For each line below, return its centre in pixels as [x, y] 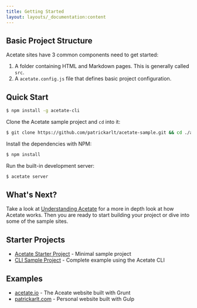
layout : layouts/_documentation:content [56, 17]
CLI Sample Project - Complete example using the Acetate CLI [90, 260]
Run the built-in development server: [50, 165]
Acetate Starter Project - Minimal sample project [73, 254]
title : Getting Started [35, 11]
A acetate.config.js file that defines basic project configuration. [93, 79]
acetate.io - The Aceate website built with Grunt [72, 293]
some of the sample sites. [37, 221]
